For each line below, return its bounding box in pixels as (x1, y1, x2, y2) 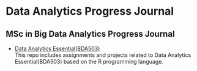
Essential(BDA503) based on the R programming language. (14, 58, 163, 65)
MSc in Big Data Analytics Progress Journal (6, 29, 175, 39)
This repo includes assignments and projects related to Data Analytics (14, 51, 191, 59)
